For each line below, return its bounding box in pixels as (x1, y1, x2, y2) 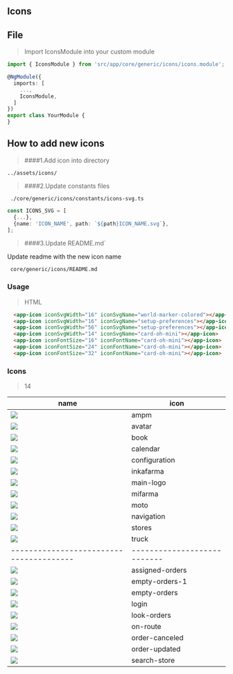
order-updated (131, 644, 181, 654)
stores (131, 523, 153, 533)
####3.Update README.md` (24, 239, 106, 248)
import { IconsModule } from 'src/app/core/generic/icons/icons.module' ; (7, 61, 225, 68)
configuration (131, 456, 175, 465)
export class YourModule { (7, 112, 85, 119)
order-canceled (131, 633, 184, 643)
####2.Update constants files (24, 182, 110, 190)
